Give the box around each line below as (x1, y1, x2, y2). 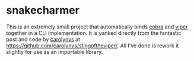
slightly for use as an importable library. (6, 48, 103, 55)
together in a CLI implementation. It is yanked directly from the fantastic (6, 29, 182, 36)
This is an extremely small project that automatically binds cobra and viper (6, 23, 188, 30)
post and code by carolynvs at (6, 36, 81, 43)
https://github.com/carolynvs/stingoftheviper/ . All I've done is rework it (6, 42, 179, 49)
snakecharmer (6, 4, 80, 17)
